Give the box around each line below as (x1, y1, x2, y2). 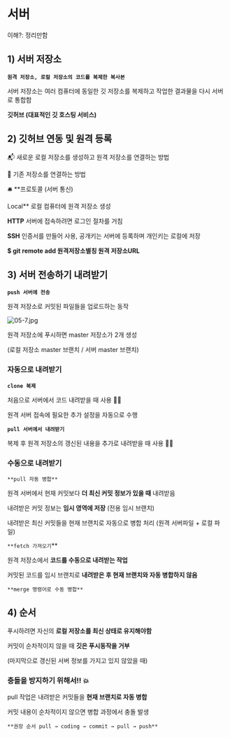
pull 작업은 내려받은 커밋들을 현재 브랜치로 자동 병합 (7, 693, 148, 701)
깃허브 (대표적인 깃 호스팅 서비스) (7, 110, 97, 119)
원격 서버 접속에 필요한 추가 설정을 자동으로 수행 (7, 410, 138, 419)
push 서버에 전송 (7, 289, 50, 296)
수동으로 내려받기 (7, 458, 62, 468)
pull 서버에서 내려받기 (7, 426, 65, 433)
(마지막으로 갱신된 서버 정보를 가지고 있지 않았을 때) (7, 656, 148, 665)
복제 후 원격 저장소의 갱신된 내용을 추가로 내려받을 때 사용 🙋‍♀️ (7, 439, 173, 447)
